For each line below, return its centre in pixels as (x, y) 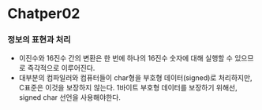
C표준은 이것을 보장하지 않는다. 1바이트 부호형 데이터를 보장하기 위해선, (128, 88)
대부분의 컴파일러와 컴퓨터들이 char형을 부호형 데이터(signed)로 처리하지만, (136, 78)
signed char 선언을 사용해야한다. (70, 97)
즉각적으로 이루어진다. (61, 68)
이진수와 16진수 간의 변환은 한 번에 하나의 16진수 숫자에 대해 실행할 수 (126, 58)
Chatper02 (44, 14)
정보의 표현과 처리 (39, 40)
